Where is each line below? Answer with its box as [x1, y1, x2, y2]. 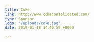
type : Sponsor [5, 16, 35, 21]
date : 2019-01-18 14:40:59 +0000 [5, 25, 74, 30]
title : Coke [5, 7, 30, 12]
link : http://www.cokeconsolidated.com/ [5, 12, 90, 17]
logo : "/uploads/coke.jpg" [5, 21, 61, 26]
